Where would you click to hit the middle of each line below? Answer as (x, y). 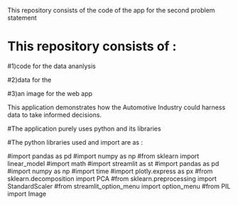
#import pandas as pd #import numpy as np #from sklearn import (103, 156)
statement (22, 18)
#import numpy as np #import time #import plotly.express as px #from (110, 171)
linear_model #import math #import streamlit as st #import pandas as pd (113, 163)
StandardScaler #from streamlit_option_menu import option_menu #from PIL (119, 186)
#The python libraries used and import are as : (75, 142)
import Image (27, 194)
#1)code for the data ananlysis (52, 66)
